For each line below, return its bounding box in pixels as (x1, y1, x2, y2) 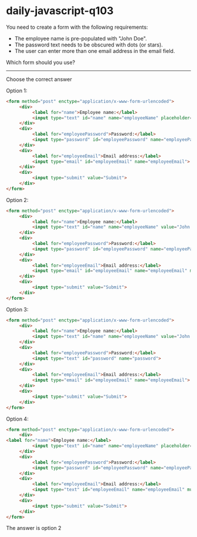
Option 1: (6, 87, 28, 94)
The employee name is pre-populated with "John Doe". (14, 35, 147, 42)
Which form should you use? (6, 59, 75, 66)
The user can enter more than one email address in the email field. (14, 47, 175, 54)
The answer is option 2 (6, 525, 62, 532)
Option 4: (6, 415, 29, 422)
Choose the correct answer (6, 75, 72, 83)
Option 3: (6, 306, 29, 313)
